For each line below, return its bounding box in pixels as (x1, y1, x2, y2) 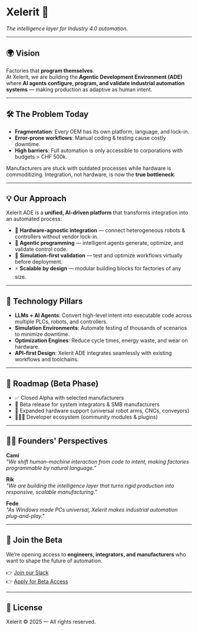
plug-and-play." (6, 512, 45, 519)
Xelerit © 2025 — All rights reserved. (6, 618, 96, 626)
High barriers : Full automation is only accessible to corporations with (14, 147, 183, 154)
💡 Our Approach (6, 193, 67, 203)
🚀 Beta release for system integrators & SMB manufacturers (14, 401, 160, 407)
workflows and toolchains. (14, 356, 79, 363)
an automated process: (6, 215, 62, 222)
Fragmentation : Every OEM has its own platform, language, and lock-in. (14, 128, 190, 135)
